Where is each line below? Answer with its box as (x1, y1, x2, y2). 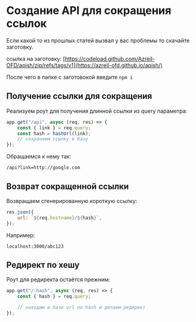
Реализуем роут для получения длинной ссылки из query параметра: (6, 107, 187, 115)
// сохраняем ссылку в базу (17, 136, 88, 142)
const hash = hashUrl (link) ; (17, 131, 91, 137)
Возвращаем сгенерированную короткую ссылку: (6, 197, 138, 204)
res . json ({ (6, 209, 34, 215)
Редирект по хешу (6, 260, 80, 270)
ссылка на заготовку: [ (6, 55, 65, 62)
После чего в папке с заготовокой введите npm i (6, 73, 133, 80)
